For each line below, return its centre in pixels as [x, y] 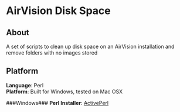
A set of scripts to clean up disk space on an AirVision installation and [90, 46]
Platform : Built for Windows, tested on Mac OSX [64, 91]
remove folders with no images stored [52, 53]
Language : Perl [25, 85]
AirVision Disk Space [58, 11]
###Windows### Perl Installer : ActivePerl [57, 103]
